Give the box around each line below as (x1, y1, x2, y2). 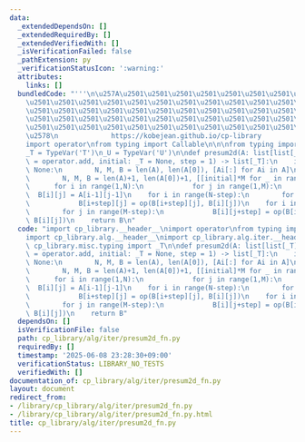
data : (9, 13, 30, 23)
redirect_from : (9, 393, 67, 402)
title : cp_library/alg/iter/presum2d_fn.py (9, 418, 177, 427)
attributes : (17, 73, 64, 82)
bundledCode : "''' (17, 89, 88, 98)
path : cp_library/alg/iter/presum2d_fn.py (17, 334, 181, 343)
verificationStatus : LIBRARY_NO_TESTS (17, 359, 165, 368)
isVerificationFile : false (17, 326, 120, 335)
